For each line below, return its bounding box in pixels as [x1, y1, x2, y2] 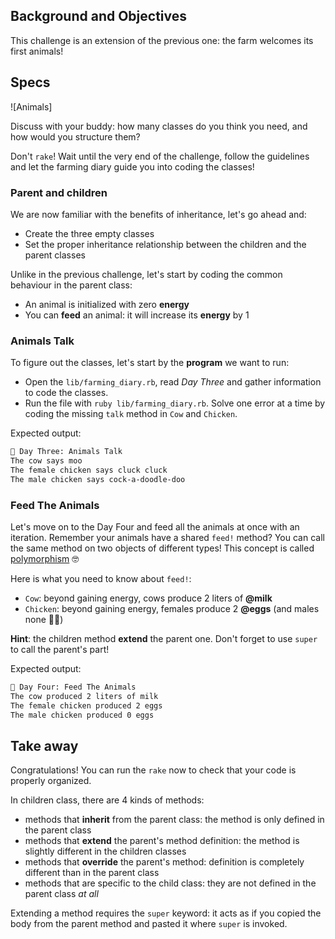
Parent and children [10, 185, 108, 199]
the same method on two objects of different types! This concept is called [10, 542, 315, 554]
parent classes [24, 249, 86, 261]
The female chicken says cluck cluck [10, 465, 168, 475]
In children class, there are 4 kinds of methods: [10, 794, 205, 806]
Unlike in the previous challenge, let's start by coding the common [10, 268, 283, 280]
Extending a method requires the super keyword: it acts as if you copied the [10, 907, 322, 919]
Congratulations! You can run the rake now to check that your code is [10, 764, 297, 776]
